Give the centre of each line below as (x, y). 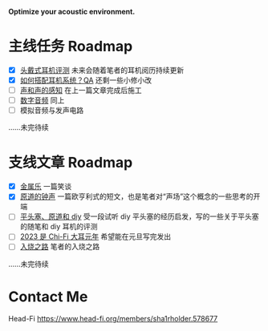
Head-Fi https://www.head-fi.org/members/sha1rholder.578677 (113, 319)
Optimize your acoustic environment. (72, 12)
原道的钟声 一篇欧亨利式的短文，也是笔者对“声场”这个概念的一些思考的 (137, 196)
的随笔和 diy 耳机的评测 (59, 227)
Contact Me (48, 297)
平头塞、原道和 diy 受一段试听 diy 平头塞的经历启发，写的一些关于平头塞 (139, 216)
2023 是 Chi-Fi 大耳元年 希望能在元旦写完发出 (95, 236)
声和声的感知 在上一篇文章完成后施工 (81, 91)
